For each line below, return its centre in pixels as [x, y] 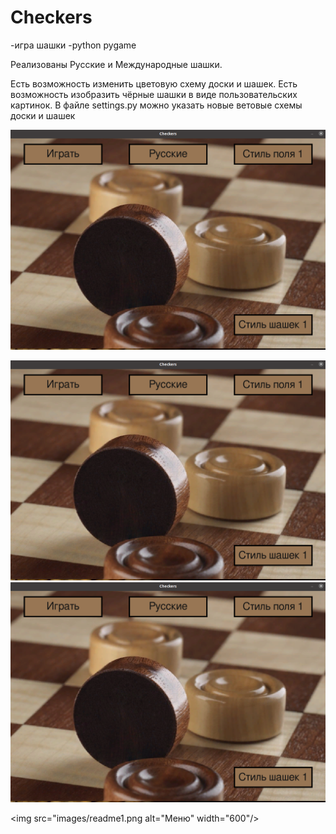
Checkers [51, 17]
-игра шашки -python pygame [73, 45]
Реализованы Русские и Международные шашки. [116, 64]
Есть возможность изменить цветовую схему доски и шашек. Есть [154, 83]
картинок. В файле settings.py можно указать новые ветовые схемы [156, 105]
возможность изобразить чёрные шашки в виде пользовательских [154, 94]
